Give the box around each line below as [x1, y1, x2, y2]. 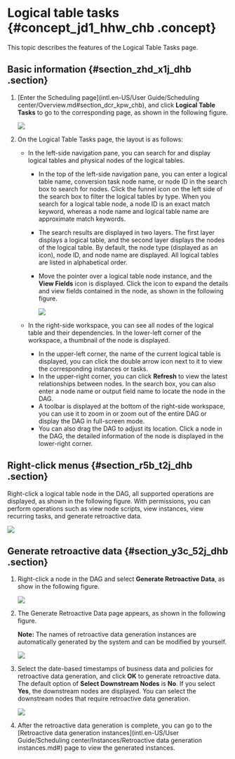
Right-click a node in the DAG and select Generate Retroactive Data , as [17, 575, 225, 583]
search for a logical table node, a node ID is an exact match [38, 199, 210, 208]
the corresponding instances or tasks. [38, 364, 149, 373]
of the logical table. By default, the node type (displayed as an [38, 243, 218, 251]
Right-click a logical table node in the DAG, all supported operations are [7, 489, 214, 497]
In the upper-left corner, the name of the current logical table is [38, 350, 221, 358]
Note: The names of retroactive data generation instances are [17, 630, 196, 639]
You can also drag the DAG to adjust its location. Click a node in [38, 424, 222, 433]
